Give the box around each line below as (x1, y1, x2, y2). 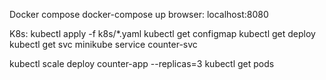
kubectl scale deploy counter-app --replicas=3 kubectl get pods (9, 58, 275, 69)
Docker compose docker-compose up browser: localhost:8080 (9, 9, 269, 20)
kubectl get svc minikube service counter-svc (9, 39, 198, 50)
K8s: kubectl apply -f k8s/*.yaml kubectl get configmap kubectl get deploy (9, 28, 316, 39)
